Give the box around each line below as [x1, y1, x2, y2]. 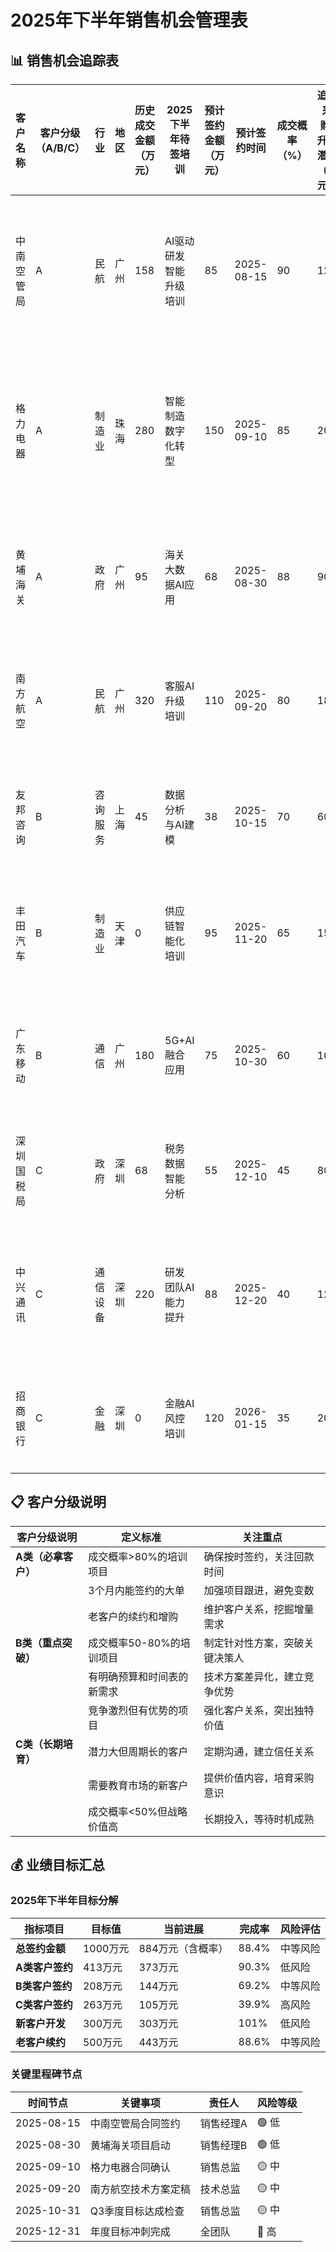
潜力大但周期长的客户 [88, 1744, 189, 1758]
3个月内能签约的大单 [88, 1583, 185, 1597]
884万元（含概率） [138, 1941, 229, 1955]
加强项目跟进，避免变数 [203, 1583, 315, 1597]
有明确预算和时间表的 [88, 1669, 189, 1683]
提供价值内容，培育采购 [203, 1771, 315, 1785]
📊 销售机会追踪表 [10, 52, 120, 69]
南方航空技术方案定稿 [89, 2182, 191, 2196]
